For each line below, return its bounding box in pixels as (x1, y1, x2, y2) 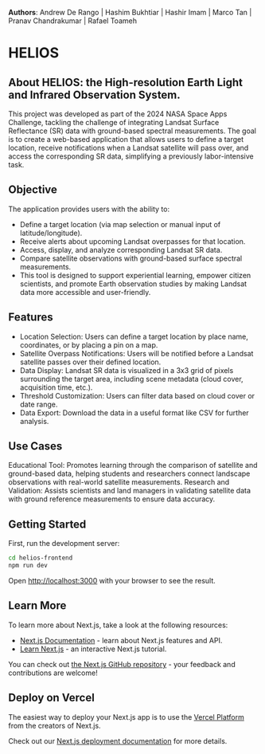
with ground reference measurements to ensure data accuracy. (8, 494, 216, 504)
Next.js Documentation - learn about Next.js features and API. (19, 635, 223, 645)
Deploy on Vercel (8, 691, 95, 705)
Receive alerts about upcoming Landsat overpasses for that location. (19, 236, 246, 246)
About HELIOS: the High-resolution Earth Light (8, 76, 244, 89)
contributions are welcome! (8, 668, 98, 677)
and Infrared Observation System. (8, 88, 181, 101)
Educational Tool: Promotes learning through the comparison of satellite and (8, 461, 258, 470)
